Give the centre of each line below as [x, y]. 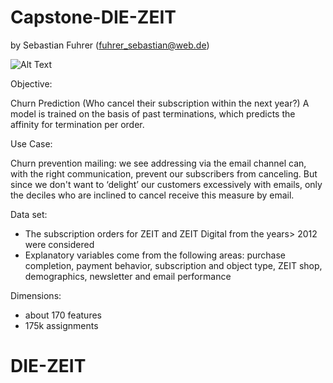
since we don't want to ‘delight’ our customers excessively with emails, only [166, 184]
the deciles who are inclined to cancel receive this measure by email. [152, 195]
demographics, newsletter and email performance [128, 276]
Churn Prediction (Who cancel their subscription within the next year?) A [160, 103]
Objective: [31, 83]
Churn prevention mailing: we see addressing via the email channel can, [158, 163]
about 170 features [63, 315]
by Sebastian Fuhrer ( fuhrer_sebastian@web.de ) [110, 45]
